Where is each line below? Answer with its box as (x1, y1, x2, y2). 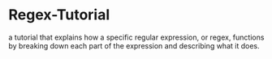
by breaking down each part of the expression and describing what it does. (8, 40, 260, 50)
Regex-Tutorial (8, 6, 110, 24)
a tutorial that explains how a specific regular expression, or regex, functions (8, 32, 265, 42)
